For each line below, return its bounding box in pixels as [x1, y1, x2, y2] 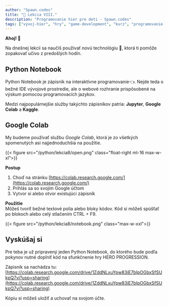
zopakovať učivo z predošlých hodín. [5, 50, 82, 56]
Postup [5, 164, 21, 170]
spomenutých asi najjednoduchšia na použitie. [5, 140, 102, 146]
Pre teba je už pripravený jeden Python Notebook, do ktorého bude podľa [5, 249, 157, 255]
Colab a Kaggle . [5, 106, 39, 112]
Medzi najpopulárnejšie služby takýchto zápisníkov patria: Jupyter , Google [5, 101, 161, 107]
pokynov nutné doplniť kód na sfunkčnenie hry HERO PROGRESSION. [5, 254, 149, 260]
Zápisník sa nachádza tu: [5, 264, 57, 270]
